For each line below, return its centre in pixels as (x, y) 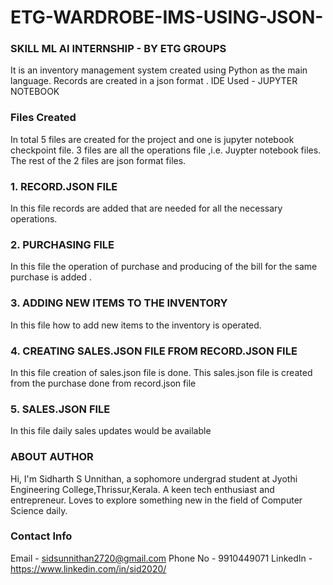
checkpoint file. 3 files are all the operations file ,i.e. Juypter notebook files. (166, 150)
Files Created (43, 118)
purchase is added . (51, 277)
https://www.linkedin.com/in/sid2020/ (88, 568)
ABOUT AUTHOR (52, 457)
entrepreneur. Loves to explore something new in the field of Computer (156, 500)
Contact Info (41, 536)
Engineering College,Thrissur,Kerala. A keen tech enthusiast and (142, 489)
